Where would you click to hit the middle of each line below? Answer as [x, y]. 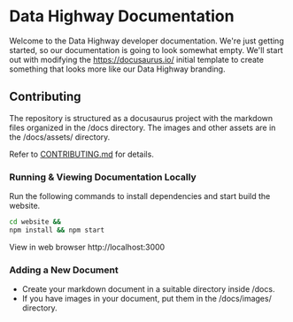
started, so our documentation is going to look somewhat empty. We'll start [146, 50]
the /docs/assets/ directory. [60, 137]
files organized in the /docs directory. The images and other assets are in [143, 127]
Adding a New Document [64, 270]
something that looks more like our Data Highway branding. [117, 69]
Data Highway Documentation [122, 16]
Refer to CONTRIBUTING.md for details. [82, 154]
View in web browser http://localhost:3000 [87, 247]
